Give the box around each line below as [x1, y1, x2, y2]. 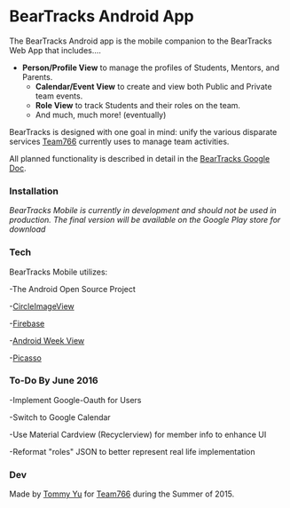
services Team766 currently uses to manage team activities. [9, 136, 230, 147]
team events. [35, 91, 83, 101]
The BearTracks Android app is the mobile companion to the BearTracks [9, 36, 272, 46]
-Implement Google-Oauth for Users [9, 394, 142, 405]
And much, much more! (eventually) [35, 109, 167, 120]
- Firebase [9, 318, 45, 329]
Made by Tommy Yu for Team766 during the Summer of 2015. [9, 488, 235, 499]
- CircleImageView [9, 300, 74, 312]
